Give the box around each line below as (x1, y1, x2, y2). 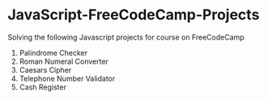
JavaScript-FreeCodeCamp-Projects (7, 6, 260, 24)
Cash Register (19, 82, 66, 92)
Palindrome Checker (19, 48, 88, 57)
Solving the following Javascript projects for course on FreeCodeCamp (7, 32, 245, 42)
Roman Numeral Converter (19, 56, 108, 66)
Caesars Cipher (19, 65, 72, 74)
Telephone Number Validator (19, 73, 116, 83)
